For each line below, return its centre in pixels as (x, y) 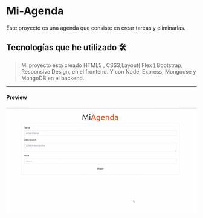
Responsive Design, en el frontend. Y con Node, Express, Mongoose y (108, 71)
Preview (17, 97)
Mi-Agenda (35, 11)
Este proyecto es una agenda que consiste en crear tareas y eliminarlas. (96, 28)
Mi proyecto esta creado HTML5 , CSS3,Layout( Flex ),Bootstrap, (102, 65)
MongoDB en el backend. (53, 78)
